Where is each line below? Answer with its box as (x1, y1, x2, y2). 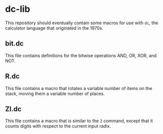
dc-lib (5, 3, 31, 15)
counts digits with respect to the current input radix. (5, 123, 111, 129)
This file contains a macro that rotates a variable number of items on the (5, 85, 153, 91)
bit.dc (5, 40, 24, 48)
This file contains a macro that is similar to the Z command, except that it (5, 118, 153, 124)
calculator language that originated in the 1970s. (5, 25, 104, 31)
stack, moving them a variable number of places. (5, 90, 105, 96)
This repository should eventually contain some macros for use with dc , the (5, 20, 159, 26)
